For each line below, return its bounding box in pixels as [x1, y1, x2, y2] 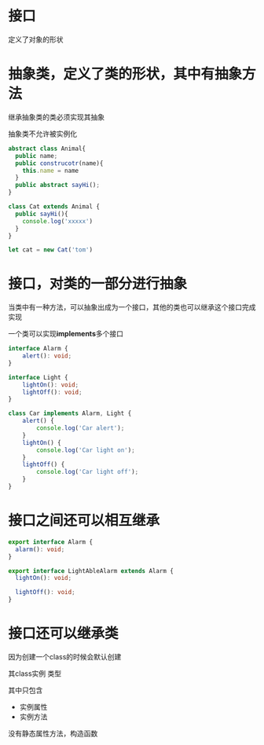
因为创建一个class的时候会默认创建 [8, 651, 122, 661]
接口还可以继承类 [8, 625, 119, 643]
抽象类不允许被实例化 [8, 129, 77, 138]
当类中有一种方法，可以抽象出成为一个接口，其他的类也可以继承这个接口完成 [8, 303, 256, 312]
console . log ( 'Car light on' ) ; [36, 446, 135, 454]
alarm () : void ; [15, 545, 65, 553]
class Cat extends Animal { [8, 203, 101, 211]
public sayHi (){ [15, 210, 68, 218]
